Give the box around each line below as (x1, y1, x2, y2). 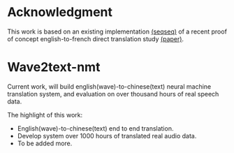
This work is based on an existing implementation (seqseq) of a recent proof (7, 27, 227, 36)
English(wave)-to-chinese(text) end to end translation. (17, 124, 174, 133)
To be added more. (17, 139, 73, 147)
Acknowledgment (7, 4, 113, 20)
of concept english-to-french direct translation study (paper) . (7, 34, 184, 43)
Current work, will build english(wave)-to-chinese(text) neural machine (7, 82, 212, 91)
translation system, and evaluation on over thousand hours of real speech (7, 89, 219, 98)
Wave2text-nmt (7, 59, 101, 75)
